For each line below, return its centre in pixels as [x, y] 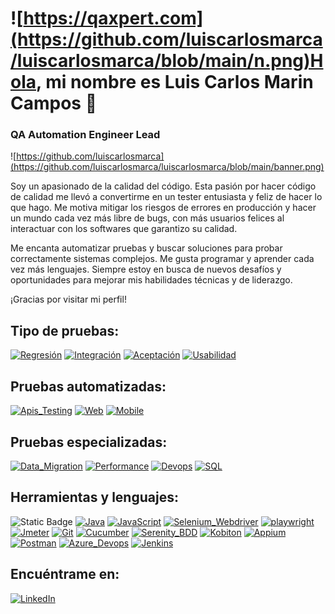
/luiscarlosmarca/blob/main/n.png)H [167, 61]
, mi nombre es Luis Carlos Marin [175, 82]
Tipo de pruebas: [65, 330]
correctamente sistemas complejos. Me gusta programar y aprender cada [162, 259]
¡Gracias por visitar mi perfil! [68, 299]
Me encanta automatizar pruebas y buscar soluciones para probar [146, 248]
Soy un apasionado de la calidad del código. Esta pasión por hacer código [163, 186]
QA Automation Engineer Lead [85, 135]
